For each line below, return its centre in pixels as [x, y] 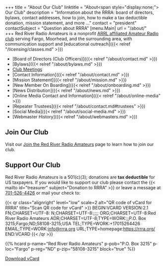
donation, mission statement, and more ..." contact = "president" [71, 23]
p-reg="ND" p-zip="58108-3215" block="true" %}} [83, 249]
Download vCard [22, 258]
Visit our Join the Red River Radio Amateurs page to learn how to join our [80, 144]
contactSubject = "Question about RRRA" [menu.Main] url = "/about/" [76, 28]
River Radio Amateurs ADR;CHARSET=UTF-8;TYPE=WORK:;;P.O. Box [76, 218]
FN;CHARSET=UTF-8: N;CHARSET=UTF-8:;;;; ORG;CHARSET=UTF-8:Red [81, 213]
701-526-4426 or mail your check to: [43, 193]
